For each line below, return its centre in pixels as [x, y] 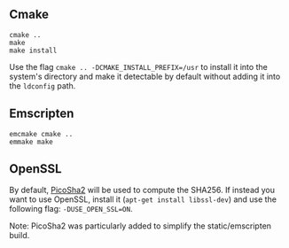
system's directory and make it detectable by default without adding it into [145, 76]
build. [20, 236]
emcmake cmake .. [41, 134]
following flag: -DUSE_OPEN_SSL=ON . [71, 209]
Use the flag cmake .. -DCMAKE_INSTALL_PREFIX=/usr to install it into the [138, 66]
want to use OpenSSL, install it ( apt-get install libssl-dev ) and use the [143, 199]
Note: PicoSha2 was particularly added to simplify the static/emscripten [141, 226]
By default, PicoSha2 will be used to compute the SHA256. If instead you [142, 190]
